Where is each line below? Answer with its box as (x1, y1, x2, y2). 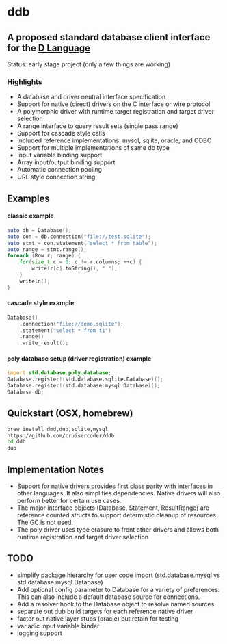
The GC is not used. (16, 518, 74, 527)
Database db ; (7, 389, 44, 396)
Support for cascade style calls (16, 129, 105, 138)
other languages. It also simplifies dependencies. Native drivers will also (16, 489, 221, 498)
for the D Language (7, 42, 91, 53)
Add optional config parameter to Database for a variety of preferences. (16, 585, 220, 593)
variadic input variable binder (16, 621, 100, 630)
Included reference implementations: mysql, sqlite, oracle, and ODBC (16, 136, 212, 144)
